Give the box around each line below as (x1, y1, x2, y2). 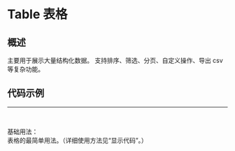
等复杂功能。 (7, 65, 44, 73)
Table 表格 (7, 6, 68, 22)
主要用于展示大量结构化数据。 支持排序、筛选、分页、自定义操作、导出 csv (7, 57, 224, 64)
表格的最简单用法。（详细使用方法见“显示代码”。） (7, 136, 148, 144)
